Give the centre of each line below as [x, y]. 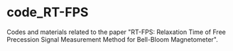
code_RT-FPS [48, 12]
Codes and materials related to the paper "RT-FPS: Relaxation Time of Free [116, 32]
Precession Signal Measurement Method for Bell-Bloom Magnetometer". [112, 39]
